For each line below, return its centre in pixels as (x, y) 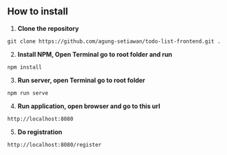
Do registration (40, 132)
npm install (25, 67)
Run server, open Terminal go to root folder (81, 80)
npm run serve (28, 93)
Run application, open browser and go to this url (89, 106)
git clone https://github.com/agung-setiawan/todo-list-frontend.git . (114, 41)
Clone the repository (48, 28)
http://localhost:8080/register (54, 144)
